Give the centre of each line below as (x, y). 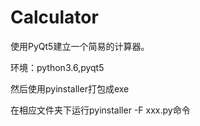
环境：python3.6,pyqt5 (57, 67)
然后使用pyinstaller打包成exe (70, 88)
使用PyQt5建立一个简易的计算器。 (80, 46)
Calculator (54, 17)
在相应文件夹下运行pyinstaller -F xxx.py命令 (100, 110)
